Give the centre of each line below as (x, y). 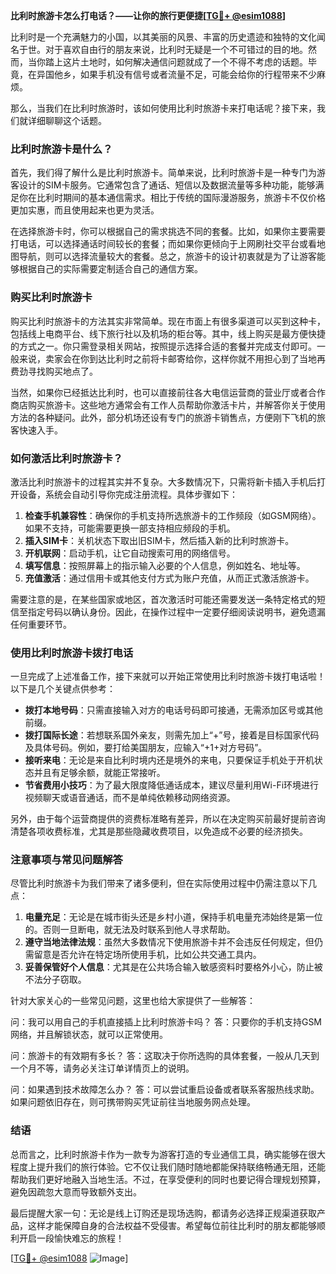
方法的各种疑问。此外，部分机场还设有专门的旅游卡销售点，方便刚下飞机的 (163, 417)
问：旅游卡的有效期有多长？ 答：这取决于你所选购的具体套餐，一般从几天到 (165, 1056)
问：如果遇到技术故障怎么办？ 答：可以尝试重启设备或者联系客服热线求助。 (165, 1090)
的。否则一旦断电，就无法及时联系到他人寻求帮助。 (130, 930)
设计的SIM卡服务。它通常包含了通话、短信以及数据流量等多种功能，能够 (167, 185)
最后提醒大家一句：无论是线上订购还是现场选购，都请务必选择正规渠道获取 (163, 1213)
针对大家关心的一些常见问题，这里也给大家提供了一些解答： (133, 1001)
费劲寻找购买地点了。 (54, 371)
